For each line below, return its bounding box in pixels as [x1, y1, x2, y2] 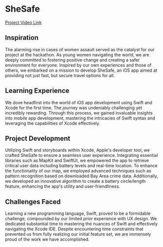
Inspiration [5, 34, 39, 42]
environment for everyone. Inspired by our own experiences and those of [5, 62, 152, 68]
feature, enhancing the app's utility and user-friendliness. [5, 184, 120, 190]
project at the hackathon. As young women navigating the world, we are [5, 52, 149, 57]
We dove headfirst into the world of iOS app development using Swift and [5, 99, 152, 105]
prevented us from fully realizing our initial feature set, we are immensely [5, 231, 151, 237]
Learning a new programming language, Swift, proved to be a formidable [5, 210, 151, 216]
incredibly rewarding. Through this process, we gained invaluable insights [5, 110, 153, 115]
